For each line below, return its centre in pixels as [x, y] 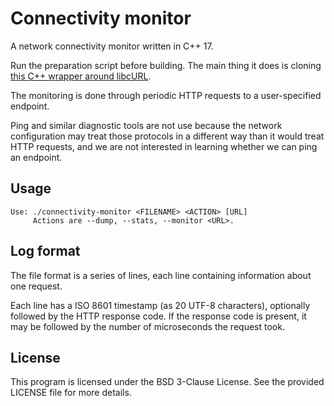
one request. [36, 286]
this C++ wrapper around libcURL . [81, 76]
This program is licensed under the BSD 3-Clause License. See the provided [167, 382]
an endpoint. [36, 157]
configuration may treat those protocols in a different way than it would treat [167, 136]
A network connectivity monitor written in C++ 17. [112, 46]
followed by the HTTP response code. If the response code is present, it [158, 316]
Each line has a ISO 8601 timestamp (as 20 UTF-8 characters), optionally [160, 305]
